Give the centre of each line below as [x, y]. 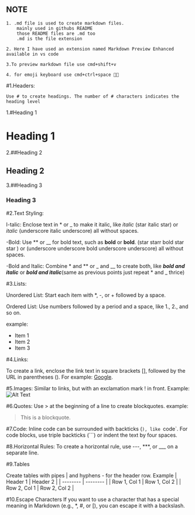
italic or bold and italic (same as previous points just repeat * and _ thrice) [95, 272]
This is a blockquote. [45, 417]
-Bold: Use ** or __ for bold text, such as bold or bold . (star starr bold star [95, 242]
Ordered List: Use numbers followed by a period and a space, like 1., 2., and [97, 306]
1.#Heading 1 [21, 112]
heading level [23, 101]
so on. [14, 312]
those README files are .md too [56, 34]
